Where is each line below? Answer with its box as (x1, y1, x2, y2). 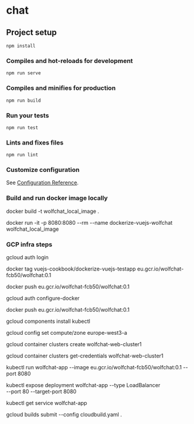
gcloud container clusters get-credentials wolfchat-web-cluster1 (6, 352, 164, 360)
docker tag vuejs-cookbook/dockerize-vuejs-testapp (6, 265, 136, 272)
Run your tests (6, 111, 49, 120)
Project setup (6, 27, 58, 37)
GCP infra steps (6, 240, 53, 249)
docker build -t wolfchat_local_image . (6, 208, 100, 215)
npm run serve (6, 70, 42, 76)
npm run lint (6, 152, 39, 158)
